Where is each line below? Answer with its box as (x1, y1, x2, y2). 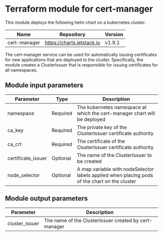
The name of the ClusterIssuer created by (44, 217, 139, 224)
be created (77, 158, 102, 165)
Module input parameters (5, 81, 83, 89)
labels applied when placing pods (77, 171, 154, 178)
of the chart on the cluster (77, 178, 136, 185)
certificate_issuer (7, 154, 47, 161)
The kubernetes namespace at (77, 103, 147, 110)
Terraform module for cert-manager (5, 3, 153, 15)
